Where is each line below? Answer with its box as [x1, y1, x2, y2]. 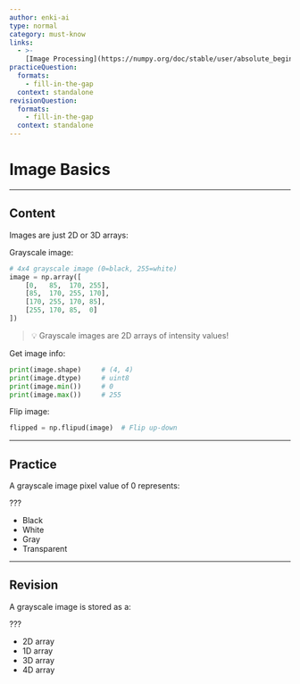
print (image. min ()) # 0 [9, 381, 114, 391]
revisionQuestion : [9, 96, 78, 105]
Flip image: [9, 406, 50, 417]
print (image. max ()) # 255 [9, 390, 122, 399]
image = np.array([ [9, 272, 82, 281]
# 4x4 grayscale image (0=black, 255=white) [9, 264, 178, 273]
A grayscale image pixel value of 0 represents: [9, 480, 180, 491]
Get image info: [9, 347, 66, 358]
